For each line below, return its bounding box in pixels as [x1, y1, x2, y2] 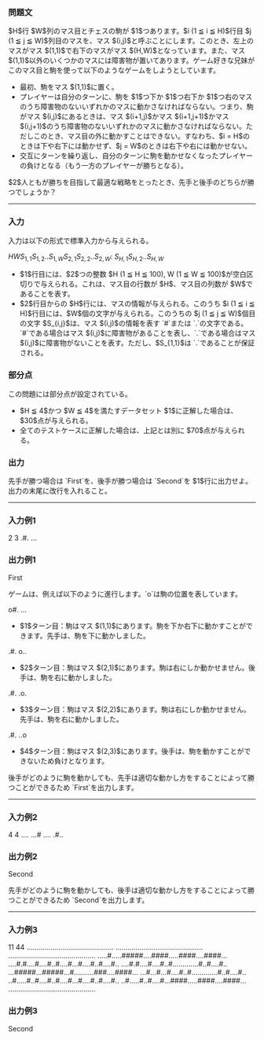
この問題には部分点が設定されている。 [8, 389, 132, 399]
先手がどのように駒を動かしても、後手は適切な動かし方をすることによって [8, 886, 248, 895]
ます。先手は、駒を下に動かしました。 [26, 630, 151, 640]
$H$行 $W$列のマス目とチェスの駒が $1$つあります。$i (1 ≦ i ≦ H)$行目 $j [8, 26, 251, 36]
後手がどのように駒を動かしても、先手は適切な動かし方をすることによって [8, 773, 248, 782]
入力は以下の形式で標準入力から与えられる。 [8, 236, 153, 245]
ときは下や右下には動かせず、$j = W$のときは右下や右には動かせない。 [19, 141, 252, 151]
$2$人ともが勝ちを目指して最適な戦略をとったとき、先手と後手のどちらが [8, 178, 247, 187]
